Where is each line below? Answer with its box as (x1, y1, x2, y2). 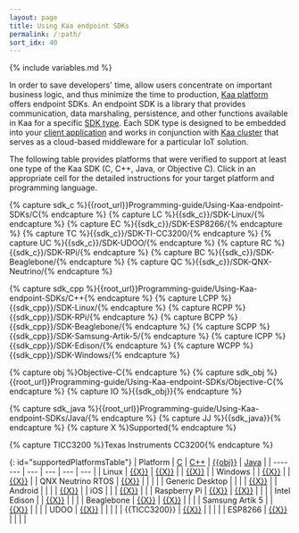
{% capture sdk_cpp (9, 283, 85, 295)
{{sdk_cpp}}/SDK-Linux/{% (9, 303, 109, 313)
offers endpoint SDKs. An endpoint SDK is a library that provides (9, 99, 246, 110)
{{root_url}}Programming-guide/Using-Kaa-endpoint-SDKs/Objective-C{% (9, 377, 284, 387)
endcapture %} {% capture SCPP (134, 321, 257, 332)
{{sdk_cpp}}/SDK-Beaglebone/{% (9, 321, 133, 332)
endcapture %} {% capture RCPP (110, 303, 234, 313)
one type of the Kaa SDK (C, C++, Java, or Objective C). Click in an (9, 163, 256, 174)
